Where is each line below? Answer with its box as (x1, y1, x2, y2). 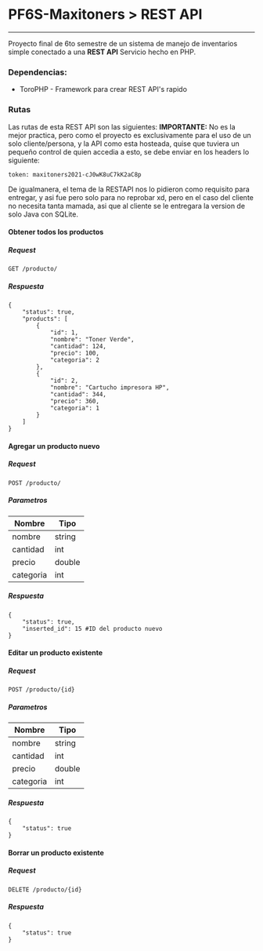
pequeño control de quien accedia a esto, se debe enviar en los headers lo (8, 147, 250, 156)
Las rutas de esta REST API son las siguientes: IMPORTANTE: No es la (8, 122, 236, 131)
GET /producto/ (8, 265, 58, 273)
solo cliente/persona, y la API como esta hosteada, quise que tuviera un (8, 139, 240, 148)
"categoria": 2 (49, 356, 100, 364)
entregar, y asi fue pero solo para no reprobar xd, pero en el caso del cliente (8, 192, 254, 202)
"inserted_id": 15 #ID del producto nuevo (22, 625, 163, 632)
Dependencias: (8, 67, 68, 78)
